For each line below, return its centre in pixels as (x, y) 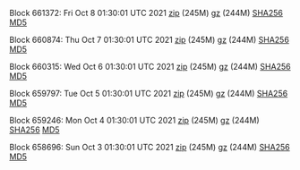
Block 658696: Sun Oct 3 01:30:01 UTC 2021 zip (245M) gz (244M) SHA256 (150, 147)
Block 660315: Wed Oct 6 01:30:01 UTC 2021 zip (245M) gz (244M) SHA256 (150, 67)
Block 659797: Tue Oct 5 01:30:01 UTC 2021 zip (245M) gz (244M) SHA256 (149, 93)
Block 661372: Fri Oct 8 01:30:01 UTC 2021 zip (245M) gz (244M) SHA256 (146, 13)
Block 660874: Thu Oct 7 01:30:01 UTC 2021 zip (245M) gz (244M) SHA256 (149, 40)
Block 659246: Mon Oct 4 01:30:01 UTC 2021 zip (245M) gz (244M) (134, 120)
